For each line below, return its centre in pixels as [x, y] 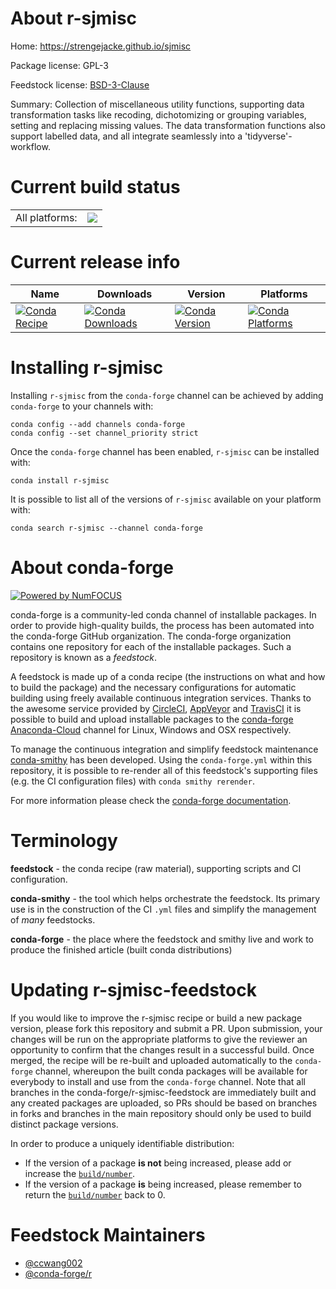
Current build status [95, 187]
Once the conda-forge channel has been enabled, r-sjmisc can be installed [165, 451]
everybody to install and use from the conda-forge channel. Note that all [158, 1081]
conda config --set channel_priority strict [104, 433]
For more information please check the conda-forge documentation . [151, 800]
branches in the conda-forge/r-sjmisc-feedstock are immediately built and [163, 1092]
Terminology [64, 840]
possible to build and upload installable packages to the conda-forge [152, 719]
